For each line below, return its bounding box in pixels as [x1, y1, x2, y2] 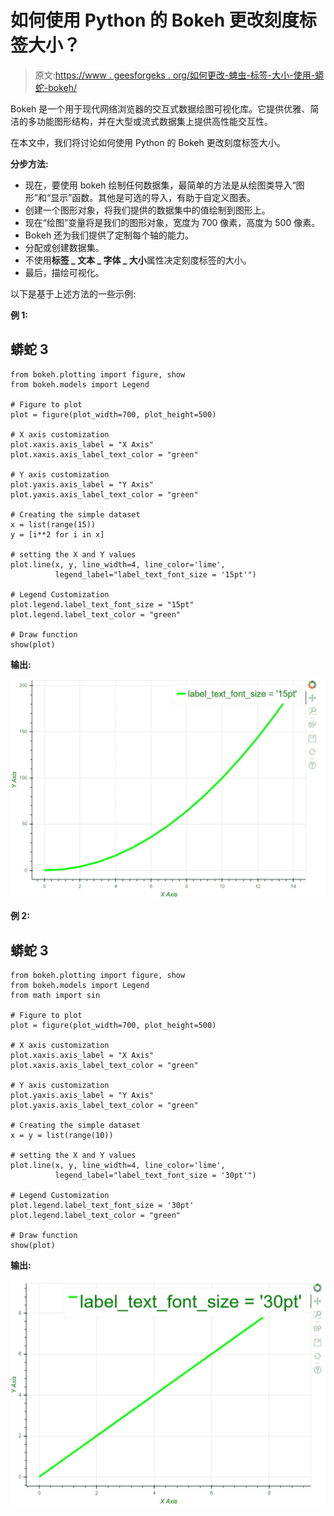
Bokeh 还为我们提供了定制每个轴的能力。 [24, 229, 195, 241]
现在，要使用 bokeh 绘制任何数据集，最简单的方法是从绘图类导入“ [24, 179, 297, 191]
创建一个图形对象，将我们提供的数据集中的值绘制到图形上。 [24, 204, 271, 216]
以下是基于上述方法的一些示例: [10, 287, 137, 300]
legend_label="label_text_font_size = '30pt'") [54, 1170, 257, 1180]
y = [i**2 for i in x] [10, 529, 105, 540]
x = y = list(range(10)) [10, 1130, 114, 1140]
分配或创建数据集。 [24, 241, 105, 253]
